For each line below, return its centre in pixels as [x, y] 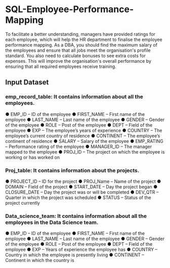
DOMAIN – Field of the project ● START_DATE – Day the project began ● [81, 186]
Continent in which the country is [40, 260]
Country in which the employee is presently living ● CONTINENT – [75, 255]
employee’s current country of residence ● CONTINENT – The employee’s [83, 136]
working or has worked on [32, 157]
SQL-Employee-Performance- [70, 9]
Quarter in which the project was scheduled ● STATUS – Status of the [78, 197]
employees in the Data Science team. [52, 222]
